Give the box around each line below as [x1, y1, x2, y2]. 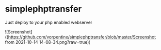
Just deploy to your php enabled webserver [5, 19, 93, 25]
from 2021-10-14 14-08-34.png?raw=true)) [5, 39, 91, 45]
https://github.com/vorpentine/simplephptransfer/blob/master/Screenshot [8, 34, 156, 40]
